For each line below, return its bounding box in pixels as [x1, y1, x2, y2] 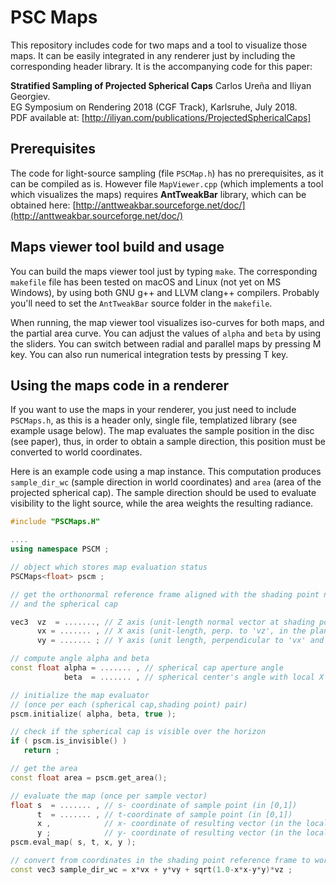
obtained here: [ [10, 199, 77, 211]
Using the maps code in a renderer [10, 377, 230, 394]
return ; [23, 746, 60, 756]
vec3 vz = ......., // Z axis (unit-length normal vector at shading [10, 617, 315, 627]
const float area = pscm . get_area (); [10, 772, 168, 783]
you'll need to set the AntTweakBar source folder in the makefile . [10, 297, 273, 309]
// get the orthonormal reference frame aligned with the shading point [10, 589, 320, 600]
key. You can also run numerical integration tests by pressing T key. [10, 348, 289, 360]
